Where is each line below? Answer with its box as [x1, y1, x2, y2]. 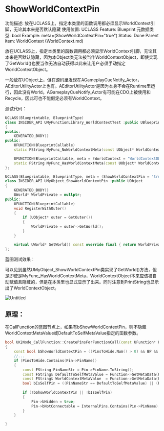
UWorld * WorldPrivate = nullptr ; [14, 192, 82, 197]
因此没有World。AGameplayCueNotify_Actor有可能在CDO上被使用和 [13, 89, 151, 95]
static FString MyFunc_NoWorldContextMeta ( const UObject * [14, 147, 134, 152]
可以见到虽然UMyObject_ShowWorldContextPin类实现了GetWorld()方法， [5, 266, 153, 272]
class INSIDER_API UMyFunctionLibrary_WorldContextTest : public [5, 120, 139, 125]
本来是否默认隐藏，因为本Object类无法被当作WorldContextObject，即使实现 [5, 54, 158, 60]
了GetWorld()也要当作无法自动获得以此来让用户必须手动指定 [5, 60, 126, 66]
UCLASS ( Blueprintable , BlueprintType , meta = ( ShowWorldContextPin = [5, 174, 150, 179]
